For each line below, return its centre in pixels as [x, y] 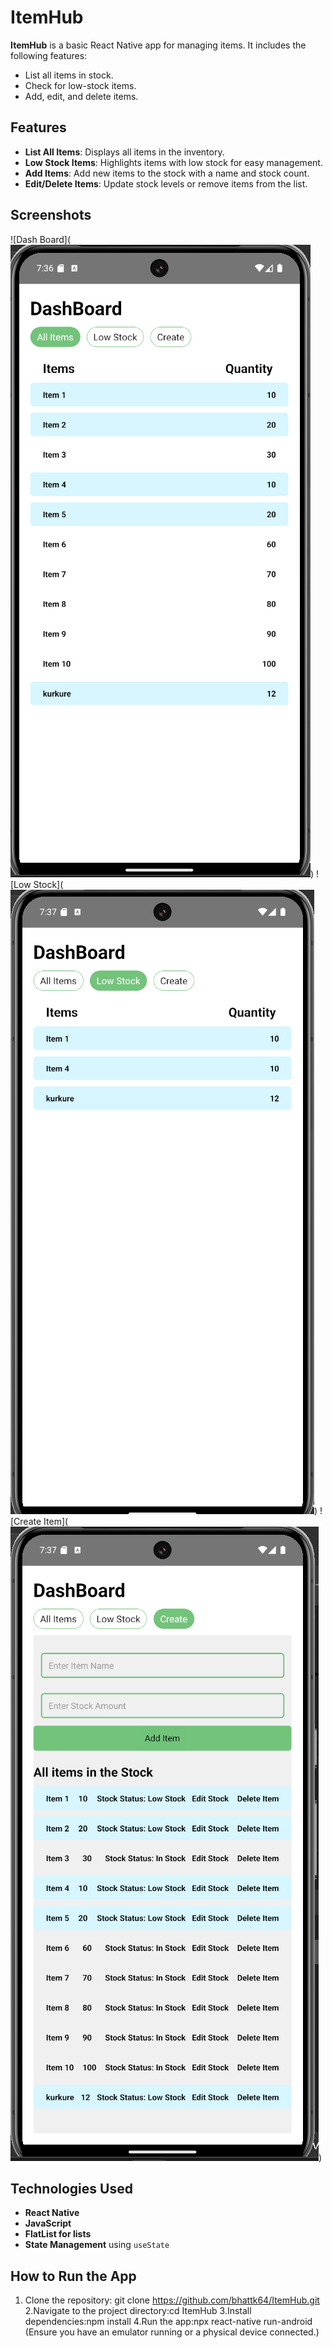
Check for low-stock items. [80, 85]
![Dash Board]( [41, 239]
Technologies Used [71, 2188]
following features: [49, 55]
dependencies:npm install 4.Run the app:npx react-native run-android [168, 2322]
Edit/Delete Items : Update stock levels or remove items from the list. [166, 183]
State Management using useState [97, 2245]
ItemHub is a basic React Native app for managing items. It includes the [158, 45]
